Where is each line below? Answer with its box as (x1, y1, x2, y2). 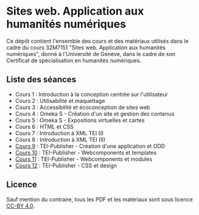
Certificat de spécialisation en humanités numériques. (6, 57, 142, 64)
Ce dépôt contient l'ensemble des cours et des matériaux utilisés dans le (6, 37, 189, 44)
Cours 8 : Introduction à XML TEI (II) (15, 136, 106, 143)
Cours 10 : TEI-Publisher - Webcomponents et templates (15, 149, 157, 156)
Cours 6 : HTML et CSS (15, 123, 74, 130)
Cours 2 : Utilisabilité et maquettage (15, 97, 105, 104)
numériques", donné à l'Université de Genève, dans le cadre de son (6, 50, 176, 57)
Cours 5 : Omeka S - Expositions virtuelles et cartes (15, 116, 145, 124)
